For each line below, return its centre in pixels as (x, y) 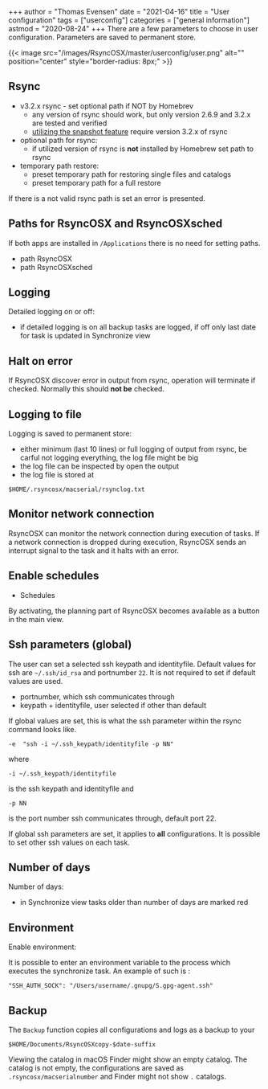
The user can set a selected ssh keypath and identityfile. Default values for (132, 664)
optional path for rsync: (59, 140)
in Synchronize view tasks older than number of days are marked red (134, 903)
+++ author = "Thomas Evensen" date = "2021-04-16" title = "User (119, 12)
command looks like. (43, 729)
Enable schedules (54, 576)
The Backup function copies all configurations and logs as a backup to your (132, 1030)
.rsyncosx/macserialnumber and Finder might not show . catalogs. (118, 1076)
